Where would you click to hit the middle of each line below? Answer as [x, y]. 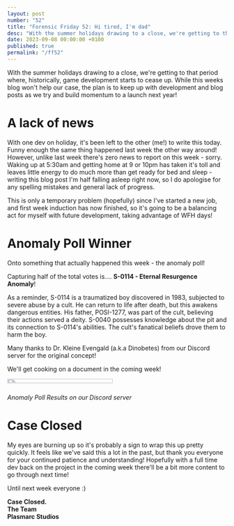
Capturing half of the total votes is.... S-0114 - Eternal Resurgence [102, 276]
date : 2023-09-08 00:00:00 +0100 [56, 40]
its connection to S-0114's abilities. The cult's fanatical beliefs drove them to [116, 327]
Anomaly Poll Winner [70, 243]
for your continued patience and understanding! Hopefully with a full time [112, 460]
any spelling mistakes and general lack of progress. [81, 187]
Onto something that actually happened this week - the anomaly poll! [106, 263]
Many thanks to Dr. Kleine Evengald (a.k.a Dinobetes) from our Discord [109, 348]
